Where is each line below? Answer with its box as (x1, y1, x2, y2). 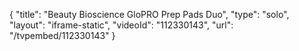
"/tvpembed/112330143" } (9, 30, 116, 41)
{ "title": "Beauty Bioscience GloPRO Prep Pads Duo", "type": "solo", (9, 9, 290, 20)
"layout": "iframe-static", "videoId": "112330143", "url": (9, 19, 234, 31)
